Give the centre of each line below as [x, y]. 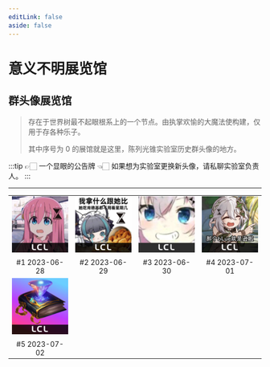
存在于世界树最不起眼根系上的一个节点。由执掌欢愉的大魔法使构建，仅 [144, 121]
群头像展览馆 [40, 101]
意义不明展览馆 [58, 69]
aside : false [30, 25]
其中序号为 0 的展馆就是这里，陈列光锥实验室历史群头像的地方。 [134, 149]
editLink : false [35, 17]
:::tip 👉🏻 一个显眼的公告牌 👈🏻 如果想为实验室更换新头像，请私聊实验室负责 [134, 165]
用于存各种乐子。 [56, 132]
